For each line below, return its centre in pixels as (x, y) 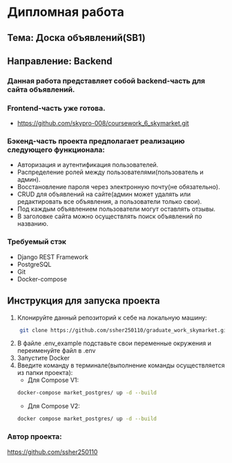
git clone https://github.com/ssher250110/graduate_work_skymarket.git (125, 330)
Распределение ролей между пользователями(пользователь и (110, 172)
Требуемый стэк (37, 242)
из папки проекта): (45, 373)
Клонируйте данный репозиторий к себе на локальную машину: (112, 317)
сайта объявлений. (41, 89)
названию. (32, 224)
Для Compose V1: (53, 380)
